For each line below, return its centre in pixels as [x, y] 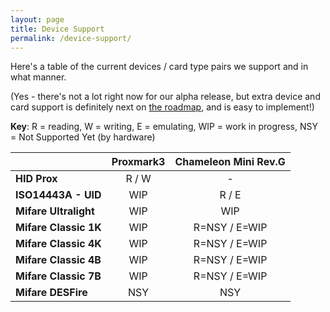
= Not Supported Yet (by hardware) [83, 137]
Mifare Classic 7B [58, 276]
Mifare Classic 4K [58, 244]
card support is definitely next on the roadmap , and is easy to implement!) [162, 107]
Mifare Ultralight [55, 211]
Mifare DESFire [51, 293]
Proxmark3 [138, 162]
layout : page [37, 19]
